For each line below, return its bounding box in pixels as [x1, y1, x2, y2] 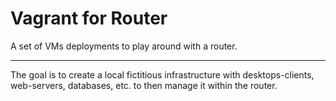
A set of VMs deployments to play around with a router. [10, 40, 238, 52]
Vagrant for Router [10, 7, 168, 30]
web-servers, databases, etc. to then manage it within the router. [10, 79, 278, 91]
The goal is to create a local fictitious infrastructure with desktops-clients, [10, 68, 315, 81]
